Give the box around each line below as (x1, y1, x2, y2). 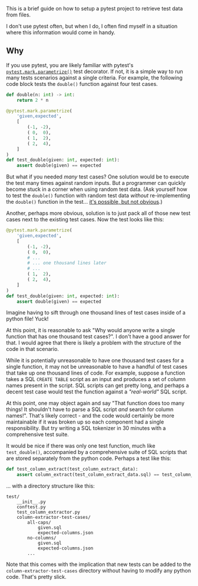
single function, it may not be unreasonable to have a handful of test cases (6, 363, 187, 370)
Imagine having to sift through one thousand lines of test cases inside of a (6, 309, 186, 316)
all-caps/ (27, 519, 51, 526)
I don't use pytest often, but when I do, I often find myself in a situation (6, 23, 178, 29)
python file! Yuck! (6, 315, 49, 323)
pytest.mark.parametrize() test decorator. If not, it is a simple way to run (6, 68, 184, 75)
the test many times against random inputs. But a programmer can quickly (6, 180, 186, 187)
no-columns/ (27, 535, 57, 541)
